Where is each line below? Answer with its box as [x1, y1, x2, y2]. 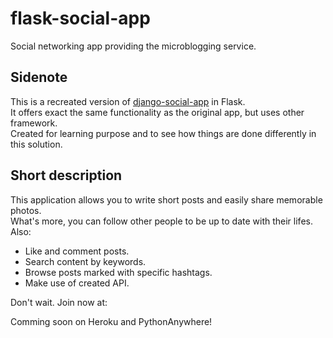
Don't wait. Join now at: [10, 296, 108, 308]
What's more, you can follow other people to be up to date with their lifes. [10, 215, 313, 227]
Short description [10, 167, 123, 184]
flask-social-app [10, 7, 151, 30]
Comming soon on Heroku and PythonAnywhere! [10, 315, 213, 327]
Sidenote [10, 69, 68, 86]
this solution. [10, 138, 63, 150]
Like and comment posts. [24, 245, 130, 257]
